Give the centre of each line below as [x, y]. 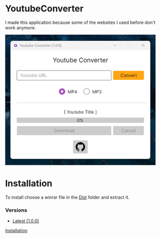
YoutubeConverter [44, 9]
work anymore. [21, 27]
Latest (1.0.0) [26, 221]
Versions [16, 210]
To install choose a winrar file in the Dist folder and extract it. [67, 197]
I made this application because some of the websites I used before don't [80, 22]
